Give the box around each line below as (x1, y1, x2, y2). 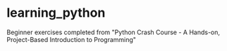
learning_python (6, 5, 106, 21)
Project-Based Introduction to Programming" (6, 35, 137, 43)
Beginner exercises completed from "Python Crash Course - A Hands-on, (6, 28, 220, 36)
